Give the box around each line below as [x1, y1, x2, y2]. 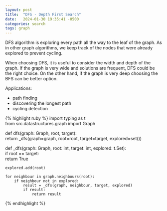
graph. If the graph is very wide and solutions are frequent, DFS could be [5, 65, 156, 71]
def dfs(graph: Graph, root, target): [5, 130, 77, 136]
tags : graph [5, 26, 30, 31]
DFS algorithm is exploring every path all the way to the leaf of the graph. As [5, 39, 162, 45]
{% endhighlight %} [5, 201, 46, 207]
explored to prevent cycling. [5, 50, 63, 56]
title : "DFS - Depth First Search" [5, 12, 81, 17]
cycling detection [12, 106, 48, 112]
